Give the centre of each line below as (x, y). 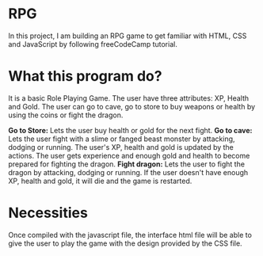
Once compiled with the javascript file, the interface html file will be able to (130, 235)
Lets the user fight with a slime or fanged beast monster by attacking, (122, 139)
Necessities (48, 213)
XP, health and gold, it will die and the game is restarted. (100, 181)
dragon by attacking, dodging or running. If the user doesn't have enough (128, 172)
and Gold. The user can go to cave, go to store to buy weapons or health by (132, 106)
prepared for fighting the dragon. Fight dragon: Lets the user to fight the (127, 164)
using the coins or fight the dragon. (66, 115)
